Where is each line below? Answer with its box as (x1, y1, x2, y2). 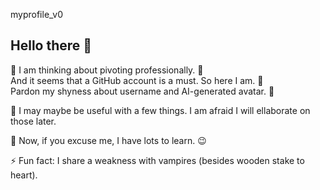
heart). (10, 169, 38, 181)
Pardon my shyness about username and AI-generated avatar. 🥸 (10, 85, 275, 97)
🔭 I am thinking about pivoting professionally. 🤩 (10, 64, 204, 76)
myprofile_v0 (10, 9, 64, 20)
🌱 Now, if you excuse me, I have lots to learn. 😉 (10, 134, 207, 146)
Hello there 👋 (10, 37, 93, 54)
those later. (10, 115, 57, 127)
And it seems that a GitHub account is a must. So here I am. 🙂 (10, 74, 264, 86)
